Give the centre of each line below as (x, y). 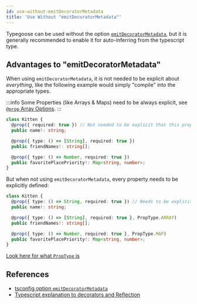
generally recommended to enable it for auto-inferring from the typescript (95, 40)
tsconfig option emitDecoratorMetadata (61, 289)
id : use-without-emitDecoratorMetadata (55, 11)
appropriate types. (28, 91)
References (28, 274)
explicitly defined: (28, 185)
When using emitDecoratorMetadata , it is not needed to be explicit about (93, 79)
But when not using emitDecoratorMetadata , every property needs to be (92, 179)
